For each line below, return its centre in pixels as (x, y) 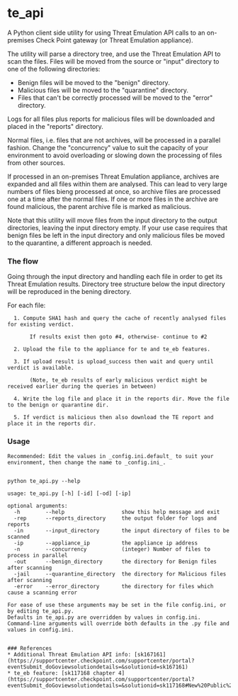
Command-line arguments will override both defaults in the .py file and (119, 623)
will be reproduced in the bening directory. (69, 292)
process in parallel (38, 555)
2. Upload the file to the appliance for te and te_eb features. (112, 349)
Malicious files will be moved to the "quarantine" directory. (103, 90)
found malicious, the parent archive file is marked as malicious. (99, 206)
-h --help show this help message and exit (117, 512)
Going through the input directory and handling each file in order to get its (115, 277)
